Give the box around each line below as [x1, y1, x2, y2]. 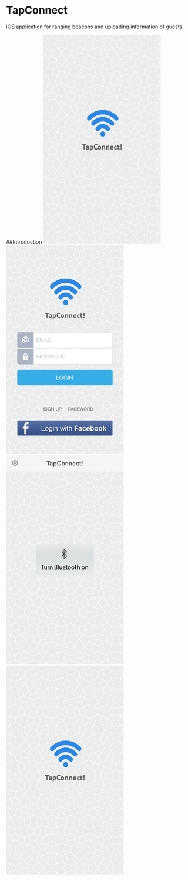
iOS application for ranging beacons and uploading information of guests [6, 23, 183, 30]
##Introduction [6, 238, 42, 245]
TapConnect [6, 4, 68, 17]
